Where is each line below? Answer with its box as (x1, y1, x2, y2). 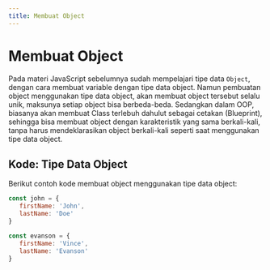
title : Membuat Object (8, 11, 85, 20)
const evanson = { (8, 232, 70, 240)
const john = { (8, 195, 60, 203)
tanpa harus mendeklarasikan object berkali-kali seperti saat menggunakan (8, 125, 260, 135)
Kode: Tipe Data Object (8, 157, 128, 171)
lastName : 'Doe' (19, 210, 74, 218)
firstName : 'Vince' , (19, 239, 89, 247)
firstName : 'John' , (19, 202, 85, 211)
